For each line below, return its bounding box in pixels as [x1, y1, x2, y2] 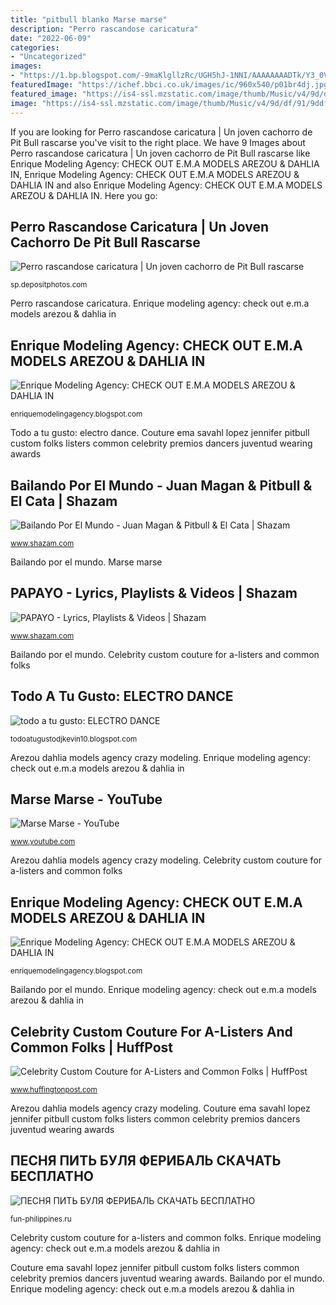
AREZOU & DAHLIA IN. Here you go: [10, 189, 158, 201]
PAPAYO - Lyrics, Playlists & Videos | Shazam [10, 585, 298, 602]
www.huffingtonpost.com [10, 1085, 98, 1095]
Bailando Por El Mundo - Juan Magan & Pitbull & [10, 477, 313, 494]
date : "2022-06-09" [10, 33, 92, 43]
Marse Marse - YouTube [10, 791, 163, 808]
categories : [10, 42, 60, 53]
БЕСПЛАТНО [10, 1168, 95, 1185]
